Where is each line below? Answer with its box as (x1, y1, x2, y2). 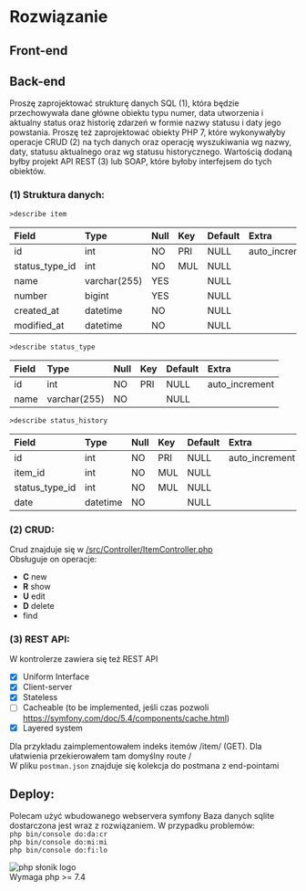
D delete (22, 600, 55, 611)
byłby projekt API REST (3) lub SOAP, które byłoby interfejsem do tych (9, 156, 272, 167)
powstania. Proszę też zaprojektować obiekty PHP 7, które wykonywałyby (9, 127, 286, 138)
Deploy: (9, 786, 55, 802)
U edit (22, 591, 46, 602)
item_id (14, 466, 46, 478)
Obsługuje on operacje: (9, 553, 97, 564)
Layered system (22, 722, 84, 733)
